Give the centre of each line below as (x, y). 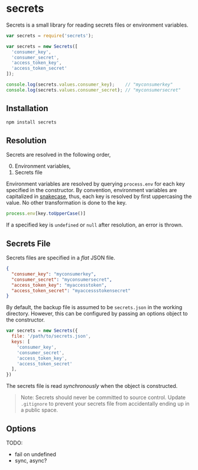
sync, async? (31, 461)
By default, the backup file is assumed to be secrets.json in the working (94, 307)
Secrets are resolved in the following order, (59, 155)
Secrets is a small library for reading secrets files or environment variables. (97, 25)
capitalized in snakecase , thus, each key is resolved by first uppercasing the (99, 196)
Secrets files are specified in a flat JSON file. (61, 258)
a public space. (39, 410)
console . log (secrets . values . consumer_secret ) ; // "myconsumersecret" (94, 90)
